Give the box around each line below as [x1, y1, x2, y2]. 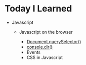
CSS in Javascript [26, 54, 63, 60]
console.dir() [26, 44, 53, 50]
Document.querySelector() [26, 38, 81, 45]
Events [26, 49, 41, 55]
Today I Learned [4, 3, 72, 14]
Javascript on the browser [19, 29, 73, 35]
